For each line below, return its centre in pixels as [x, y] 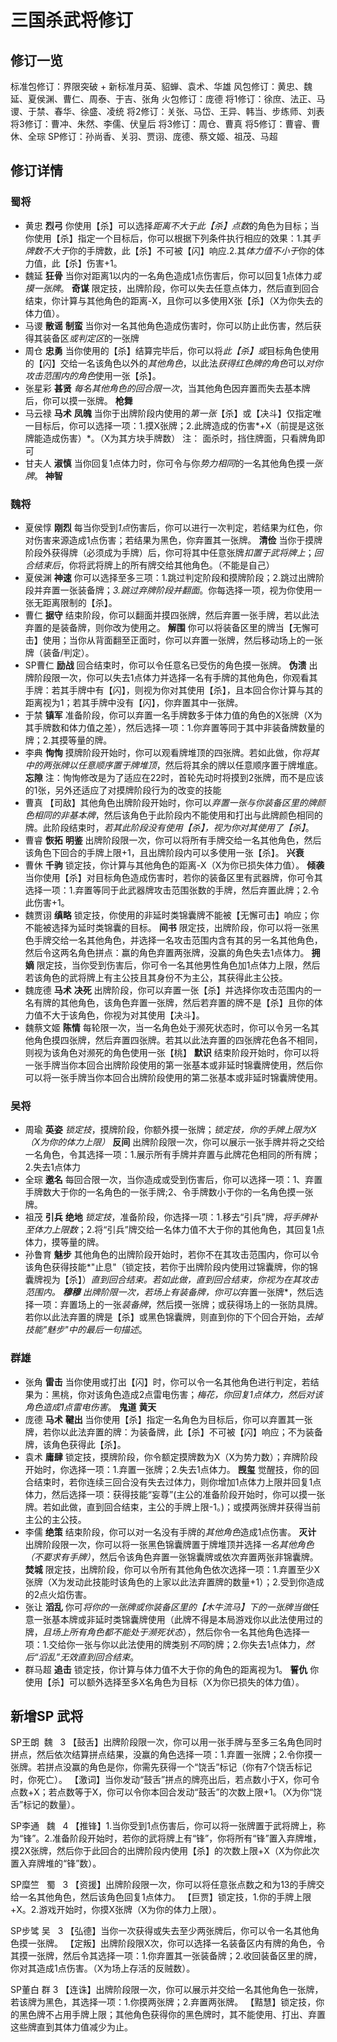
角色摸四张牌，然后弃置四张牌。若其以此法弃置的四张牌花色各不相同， [178, 1040]
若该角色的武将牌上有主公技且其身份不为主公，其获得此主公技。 [156, 977]
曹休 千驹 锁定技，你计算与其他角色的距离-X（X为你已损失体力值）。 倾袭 [174, 865]
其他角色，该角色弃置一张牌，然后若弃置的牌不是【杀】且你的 [187, 1002]
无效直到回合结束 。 [99, 1657]
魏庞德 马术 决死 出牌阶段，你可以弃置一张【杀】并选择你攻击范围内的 [168, 990]
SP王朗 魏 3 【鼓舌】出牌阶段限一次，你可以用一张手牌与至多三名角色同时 [166, 1742]
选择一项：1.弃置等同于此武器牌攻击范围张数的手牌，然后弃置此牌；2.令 [172, 890]
